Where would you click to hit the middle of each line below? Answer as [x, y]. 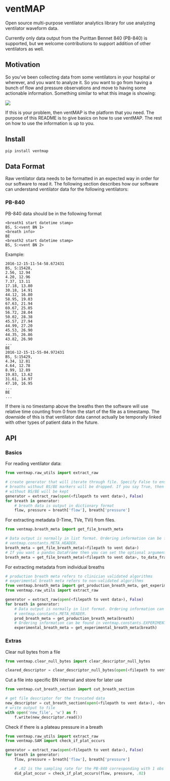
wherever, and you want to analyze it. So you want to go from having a [79, 82]
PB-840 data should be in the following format [54, 213]
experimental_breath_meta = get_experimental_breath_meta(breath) [86, 628]
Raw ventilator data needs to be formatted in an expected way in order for [82, 178]
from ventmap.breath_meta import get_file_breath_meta [64, 529]
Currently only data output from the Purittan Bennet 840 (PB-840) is [76, 38]
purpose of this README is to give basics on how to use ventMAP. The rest [83, 118]
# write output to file [30, 708]
